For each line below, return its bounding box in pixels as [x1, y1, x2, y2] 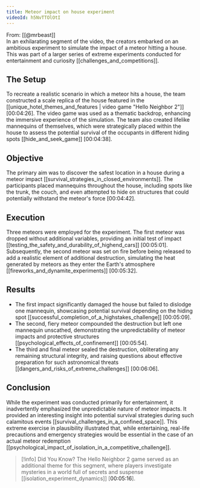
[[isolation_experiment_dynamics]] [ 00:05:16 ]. [21, 475, 136, 482]
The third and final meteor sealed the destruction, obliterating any [15, 346, 179, 353]
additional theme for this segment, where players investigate [21, 461, 172, 469]
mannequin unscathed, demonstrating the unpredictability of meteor [15, 326, 185, 334]
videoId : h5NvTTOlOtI [6, 15, 61, 21]
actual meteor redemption [6, 437, 71, 444]
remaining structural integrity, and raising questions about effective [15, 352, 182, 359]
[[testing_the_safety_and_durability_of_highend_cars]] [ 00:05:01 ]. [6, 241, 168, 248]
